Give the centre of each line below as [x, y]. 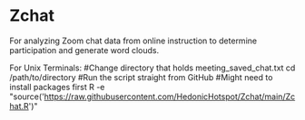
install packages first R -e [57, 87]
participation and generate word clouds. [84, 50]
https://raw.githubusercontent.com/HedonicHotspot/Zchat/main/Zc [170, 97]
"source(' [27, 97]
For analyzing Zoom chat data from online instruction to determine [133, 41]
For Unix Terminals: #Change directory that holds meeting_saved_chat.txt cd [152, 68]
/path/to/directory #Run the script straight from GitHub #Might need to [141, 77]
